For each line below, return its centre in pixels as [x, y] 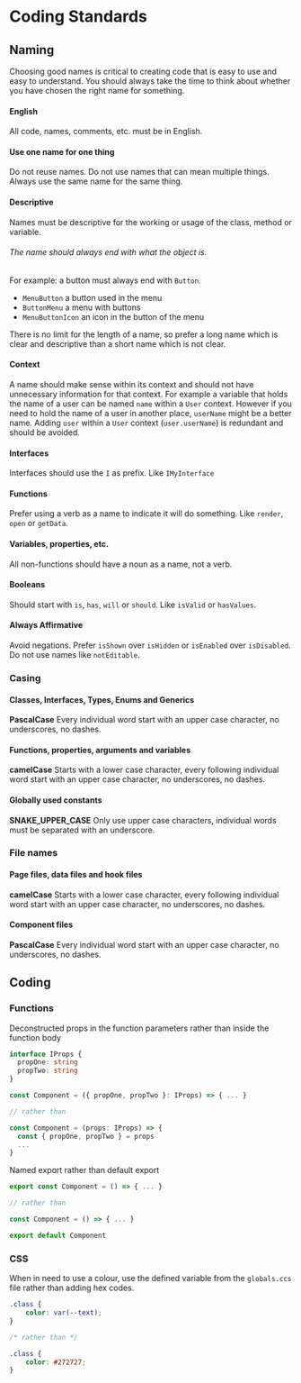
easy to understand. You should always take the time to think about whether [150, 81]
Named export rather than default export [84, 1170]
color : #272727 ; [56, 1362]
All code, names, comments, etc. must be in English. [106, 132]
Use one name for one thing [62, 151]
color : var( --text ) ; [64, 1313]
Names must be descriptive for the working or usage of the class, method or [150, 222]
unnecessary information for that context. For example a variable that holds [149, 395]
